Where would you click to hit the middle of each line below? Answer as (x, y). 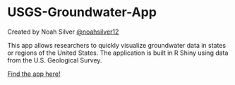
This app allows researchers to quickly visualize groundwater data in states (117, 45)
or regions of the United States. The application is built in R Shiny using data (118, 53)
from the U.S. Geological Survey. (55, 60)
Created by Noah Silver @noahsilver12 (63, 32)
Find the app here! (34, 74)
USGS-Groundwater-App (82, 12)
